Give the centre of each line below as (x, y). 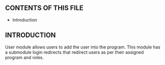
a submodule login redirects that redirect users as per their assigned (75, 52)
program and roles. (24, 57)
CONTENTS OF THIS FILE (44, 8)
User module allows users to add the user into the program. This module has (83, 47)
